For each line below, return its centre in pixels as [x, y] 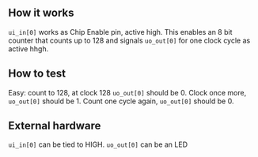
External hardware [55, 126]
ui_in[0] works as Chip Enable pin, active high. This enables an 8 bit [120, 32]
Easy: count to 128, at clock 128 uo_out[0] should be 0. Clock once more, [127, 92]
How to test [37, 74]
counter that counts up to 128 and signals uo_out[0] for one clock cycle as [129, 40]
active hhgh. [28, 49]
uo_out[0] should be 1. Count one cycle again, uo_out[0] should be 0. [121, 101]
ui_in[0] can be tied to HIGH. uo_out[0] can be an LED [98, 144]
